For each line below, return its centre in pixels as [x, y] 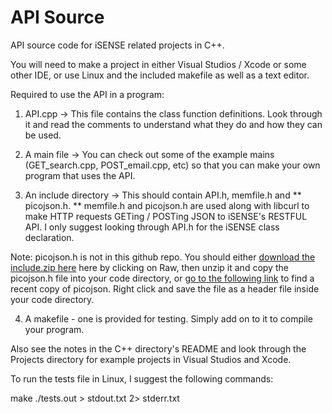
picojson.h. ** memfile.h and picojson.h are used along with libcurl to [167, 205]
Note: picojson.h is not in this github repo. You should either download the [163, 257]
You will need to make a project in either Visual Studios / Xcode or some [158, 64]
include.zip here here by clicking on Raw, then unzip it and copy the [149, 267]
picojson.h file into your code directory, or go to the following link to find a [162, 278]
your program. [54, 329]
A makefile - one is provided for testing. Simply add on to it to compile [169, 318]
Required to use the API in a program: [87, 94]
